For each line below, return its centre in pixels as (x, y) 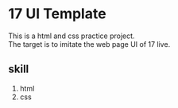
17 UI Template (57, 14)
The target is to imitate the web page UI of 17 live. (89, 44)
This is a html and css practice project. (72, 36)
